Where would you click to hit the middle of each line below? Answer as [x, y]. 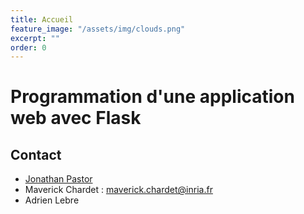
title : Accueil [42, 19]
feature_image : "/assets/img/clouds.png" [98, 29]
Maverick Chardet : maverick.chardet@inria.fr [118, 190]
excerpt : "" [35, 38]
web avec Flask [76, 118]
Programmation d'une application [152, 97]
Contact [36, 154]
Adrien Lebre [52, 200]
